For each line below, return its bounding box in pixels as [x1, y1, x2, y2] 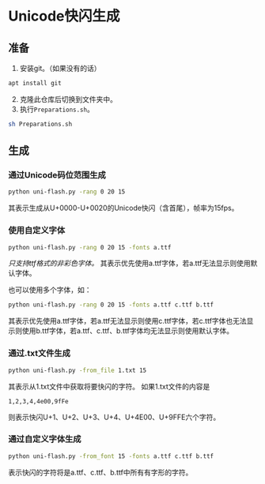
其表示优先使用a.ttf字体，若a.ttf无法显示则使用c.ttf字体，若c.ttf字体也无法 [8, 317, 247, 326]
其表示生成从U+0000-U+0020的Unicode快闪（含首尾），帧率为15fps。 [8, 203, 239, 213]
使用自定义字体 [8, 225, 66, 236]
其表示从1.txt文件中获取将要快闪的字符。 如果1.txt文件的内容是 [8, 381, 210, 391]
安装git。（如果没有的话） [19, 64, 101, 73]
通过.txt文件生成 [8, 348, 71, 359]
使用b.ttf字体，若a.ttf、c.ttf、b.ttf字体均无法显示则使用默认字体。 [21, 326, 234, 336]
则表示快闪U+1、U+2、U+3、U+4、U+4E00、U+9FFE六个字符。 [8, 412, 221, 422]
